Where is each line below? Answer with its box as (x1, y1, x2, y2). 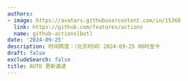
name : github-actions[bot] (13, 30, 93, 37)
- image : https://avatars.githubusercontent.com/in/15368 (7, 17, 181, 24)
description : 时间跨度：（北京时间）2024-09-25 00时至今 (7, 43, 161, 50)
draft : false (7, 50, 46, 57)
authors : (7, 10, 33, 18)
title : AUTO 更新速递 (7, 63, 67, 70)
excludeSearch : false (7, 56, 71, 63)
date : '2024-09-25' (7, 37, 65, 44)
